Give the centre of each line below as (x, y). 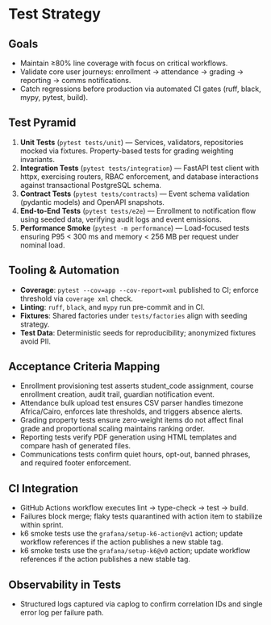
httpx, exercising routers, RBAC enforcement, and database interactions (140, 176)
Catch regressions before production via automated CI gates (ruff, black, (140, 89)
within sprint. (42, 525)
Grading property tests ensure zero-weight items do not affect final (131, 420)
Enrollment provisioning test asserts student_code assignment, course (137, 386)
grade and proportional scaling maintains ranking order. (113, 429)
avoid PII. (35, 341)
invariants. (37, 159)
